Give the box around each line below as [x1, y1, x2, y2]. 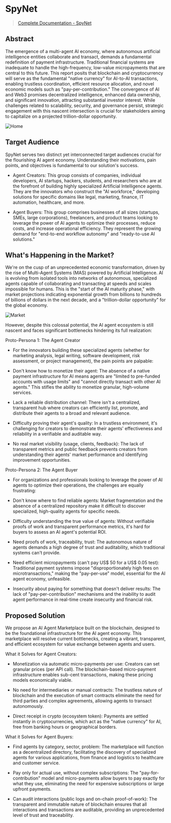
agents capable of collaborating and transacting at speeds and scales [5, 281, 152, 287]
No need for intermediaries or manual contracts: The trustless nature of [12, 687, 163, 693]
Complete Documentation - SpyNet [17, 20, 92, 26]
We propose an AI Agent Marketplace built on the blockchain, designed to [5, 625, 160, 631]
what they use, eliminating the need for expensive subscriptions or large [12, 781, 164, 787]
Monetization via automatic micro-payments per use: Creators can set [12, 661, 160, 667]
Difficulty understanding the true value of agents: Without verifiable [12, 518, 154, 524]
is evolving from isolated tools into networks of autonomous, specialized [5, 275, 157, 281]
